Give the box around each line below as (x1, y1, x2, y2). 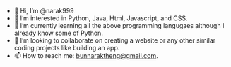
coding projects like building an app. (13, 44, 120, 52)
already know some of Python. (13, 29, 104, 37)
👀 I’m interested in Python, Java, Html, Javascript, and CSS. (13, 14, 188, 22)
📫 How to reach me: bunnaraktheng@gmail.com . (13, 52, 159, 59)
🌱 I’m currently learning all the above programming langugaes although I (13, 22, 225, 29)
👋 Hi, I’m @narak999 (13, 7, 74, 15)
